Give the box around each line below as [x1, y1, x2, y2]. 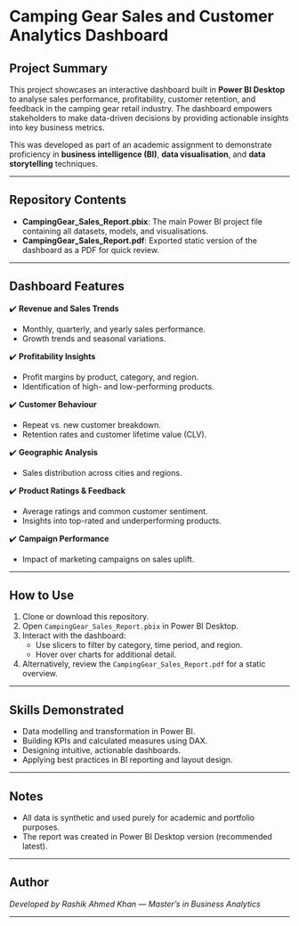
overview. [21, 668, 58, 679]
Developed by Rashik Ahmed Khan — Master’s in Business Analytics [9, 898, 261, 909]
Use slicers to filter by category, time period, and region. [35, 640, 243, 651]
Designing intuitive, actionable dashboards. [21, 745, 182, 756]
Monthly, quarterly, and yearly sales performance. [21, 324, 206, 334]
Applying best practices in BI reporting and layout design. [21, 755, 233, 766]
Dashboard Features [9, 279, 125, 294]
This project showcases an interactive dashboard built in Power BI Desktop [9, 85, 286, 94]
